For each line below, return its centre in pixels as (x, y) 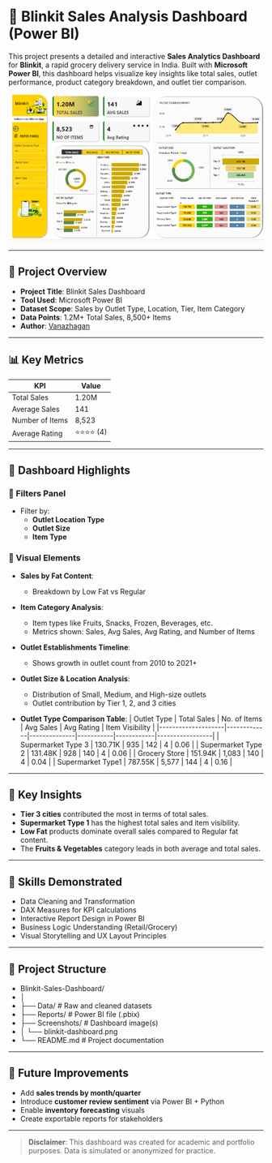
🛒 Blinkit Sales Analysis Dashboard (128, 17)
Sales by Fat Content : (57, 576)
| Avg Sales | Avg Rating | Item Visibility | (87, 727)
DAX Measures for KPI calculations (78, 910)
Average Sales (36, 409)
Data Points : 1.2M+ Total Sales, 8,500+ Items (96, 317)
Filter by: (35, 511)
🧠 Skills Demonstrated (66, 882)
